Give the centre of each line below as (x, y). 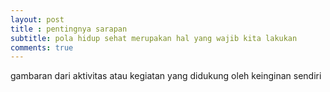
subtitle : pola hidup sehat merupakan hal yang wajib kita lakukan (154, 38)
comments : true (42, 47)
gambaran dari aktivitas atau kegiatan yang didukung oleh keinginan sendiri (166, 76)
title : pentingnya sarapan (69, 29)
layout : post (37, 19)
